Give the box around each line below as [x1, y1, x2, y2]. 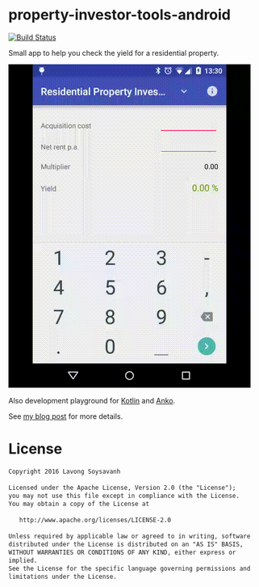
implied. [8, 556, 38, 564]
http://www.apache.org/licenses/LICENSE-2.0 [19, 516, 172, 524]
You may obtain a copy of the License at [8, 500, 150, 508]
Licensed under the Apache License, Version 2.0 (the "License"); [8, 484, 236, 492]
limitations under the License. [8, 572, 117, 581]
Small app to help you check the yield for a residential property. [8, 48, 219, 57]
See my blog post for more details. [8, 411, 123, 421]
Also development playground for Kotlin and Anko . [8, 395, 176, 405]
